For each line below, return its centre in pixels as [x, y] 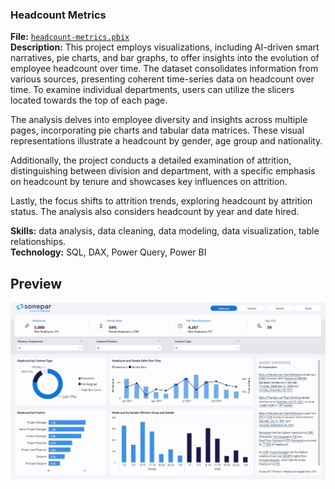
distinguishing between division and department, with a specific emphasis [163, 171]
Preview [36, 283]
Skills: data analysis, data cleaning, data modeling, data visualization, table [165, 231]
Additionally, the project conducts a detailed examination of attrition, [151, 160]
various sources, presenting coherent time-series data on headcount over [162, 79]
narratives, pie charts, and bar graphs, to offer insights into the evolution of [165, 58]
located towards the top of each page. [89, 100]
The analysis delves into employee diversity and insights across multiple [159, 120]
